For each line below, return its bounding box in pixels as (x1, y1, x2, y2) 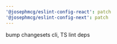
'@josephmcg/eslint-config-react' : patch (5, 8, 112, 15)
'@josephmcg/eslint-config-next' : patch (5, 14, 109, 20)
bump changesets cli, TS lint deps (5, 31, 90, 38)
